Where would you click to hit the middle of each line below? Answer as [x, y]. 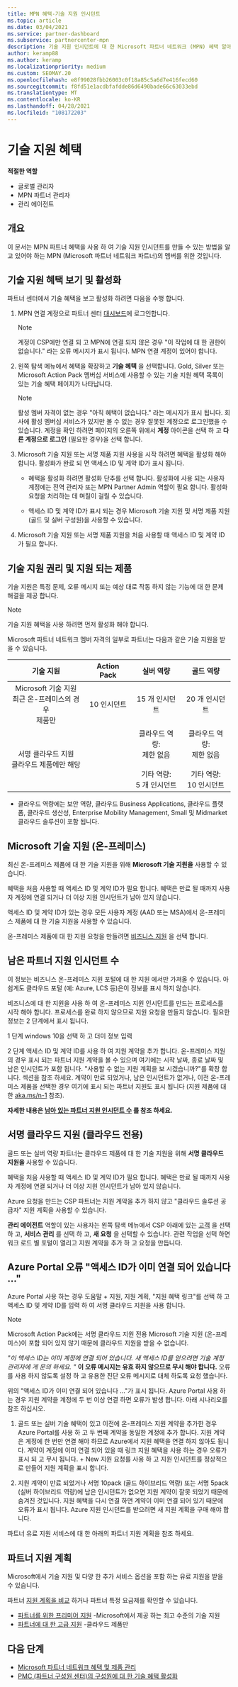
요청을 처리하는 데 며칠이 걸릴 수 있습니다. [86, 496]
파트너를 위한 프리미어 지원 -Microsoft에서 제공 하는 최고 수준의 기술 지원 [119, 1615]
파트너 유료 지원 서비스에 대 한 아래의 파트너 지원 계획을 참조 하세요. [101, 1534]
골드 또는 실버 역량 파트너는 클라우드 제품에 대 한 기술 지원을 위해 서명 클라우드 [116, 1153]
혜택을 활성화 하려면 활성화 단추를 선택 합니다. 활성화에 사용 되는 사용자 [126, 478]
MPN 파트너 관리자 [44, 195]
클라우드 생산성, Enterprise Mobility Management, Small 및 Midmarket [127, 813]
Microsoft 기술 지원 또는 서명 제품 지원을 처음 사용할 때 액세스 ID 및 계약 [117, 535]
